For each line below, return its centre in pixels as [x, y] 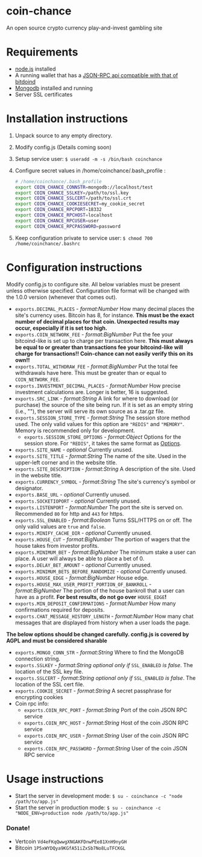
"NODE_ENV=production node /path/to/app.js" [72, 813]
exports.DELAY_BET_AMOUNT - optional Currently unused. [83, 565]
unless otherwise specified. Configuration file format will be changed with [98, 290]
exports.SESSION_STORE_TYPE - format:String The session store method [102, 418]
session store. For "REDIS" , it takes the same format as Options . [103, 443]
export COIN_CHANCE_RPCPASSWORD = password [68, 226]
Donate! [18, 828]
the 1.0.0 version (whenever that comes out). [62, 297]
